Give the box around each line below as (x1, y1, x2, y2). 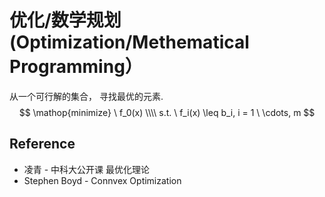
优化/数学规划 (9, 9, 122, 32)
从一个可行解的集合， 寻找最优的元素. (9, 90, 164, 102)
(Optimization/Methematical (9, 31, 250, 54)
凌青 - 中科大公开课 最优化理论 (23, 163, 151, 175)
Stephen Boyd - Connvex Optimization (23, 174, 182, 186)
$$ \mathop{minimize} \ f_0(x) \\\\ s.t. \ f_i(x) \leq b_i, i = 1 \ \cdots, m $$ (18, 106, 316, 118)
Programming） (9, 56, 143, 78)
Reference (9, 136, 76, 153)
